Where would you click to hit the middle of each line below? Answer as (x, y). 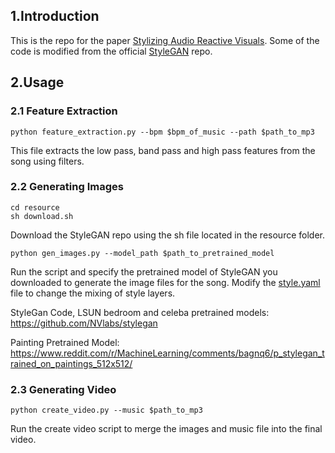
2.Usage (37, 82)
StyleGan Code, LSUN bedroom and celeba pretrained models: (140, 312)
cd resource (35, 207)
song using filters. (47, 161)
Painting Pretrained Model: (65, 342)
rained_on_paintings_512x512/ (71, 363)
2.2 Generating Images (67, 187)
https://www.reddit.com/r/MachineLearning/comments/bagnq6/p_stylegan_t (167, 353)
